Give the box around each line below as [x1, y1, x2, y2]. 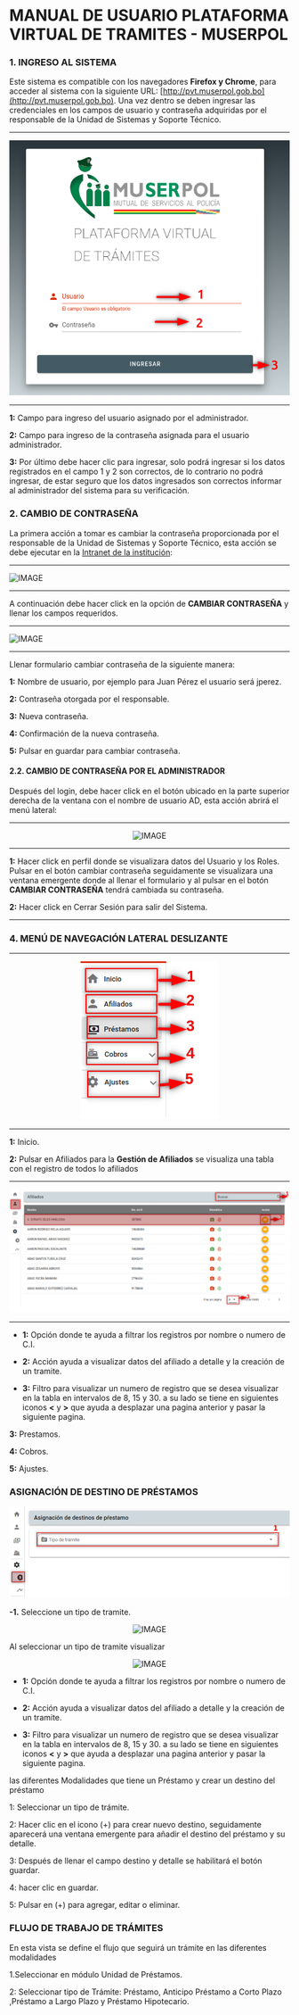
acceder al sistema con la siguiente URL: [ [9, 86, 164, 96]
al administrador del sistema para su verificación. [9, 485, 190, 496]
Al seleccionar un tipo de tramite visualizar [9, 1641, 166, 1652]
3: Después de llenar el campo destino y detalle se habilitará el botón [9, 1855, 263, 1866]
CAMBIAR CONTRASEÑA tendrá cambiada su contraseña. [9, 884, 224, 895]
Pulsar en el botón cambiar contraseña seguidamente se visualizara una [9, 865, 273, 875]
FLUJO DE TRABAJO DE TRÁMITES [9, 1922, 164, 1935]
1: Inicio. [9, 1137, 40, 1147]
